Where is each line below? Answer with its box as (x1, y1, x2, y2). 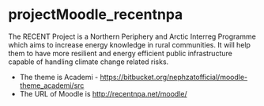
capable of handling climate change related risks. (8, 57, 169, 66)
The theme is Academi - (19, 72, 99, 81)
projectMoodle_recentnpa (8, 6, 183, 24)
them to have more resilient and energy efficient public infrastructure (8, 48, 233, 58)
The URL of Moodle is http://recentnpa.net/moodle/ (19, 89, 187, 98)
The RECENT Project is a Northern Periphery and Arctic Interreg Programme (8, 32, 257, 41)
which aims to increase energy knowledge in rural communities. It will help (8, 40, 251, 49)
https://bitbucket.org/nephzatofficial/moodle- (100, 72, 248, 81)
